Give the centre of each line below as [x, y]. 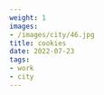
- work [22, 69]
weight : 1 [28, 18]
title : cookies [38, 43]
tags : [19, 60]
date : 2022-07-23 [42, 52]
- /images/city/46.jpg [52, 34]
